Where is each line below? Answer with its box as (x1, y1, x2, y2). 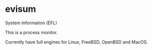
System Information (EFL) (5, 20, 57, 26)
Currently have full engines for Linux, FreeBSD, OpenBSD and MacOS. (5, 39, 148, 45)
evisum (5, 3, 36, 15)
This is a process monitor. (5, 29, 58, 35)
